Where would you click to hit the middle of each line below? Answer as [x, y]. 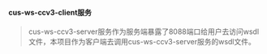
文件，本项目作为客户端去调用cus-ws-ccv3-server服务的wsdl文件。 [142, 42]
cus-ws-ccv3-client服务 [50, 12]
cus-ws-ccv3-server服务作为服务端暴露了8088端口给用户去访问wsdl [144, 31]
